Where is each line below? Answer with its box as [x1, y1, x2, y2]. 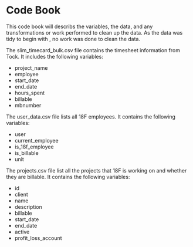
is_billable [14, 149, 39, 156]
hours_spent [14, 89, 45, 96]
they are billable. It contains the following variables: [6, 173, 130, 180]
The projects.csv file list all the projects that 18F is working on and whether [6, 167, 187, 174]
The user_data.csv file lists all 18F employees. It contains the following [6, 113, 176, 120]
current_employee [14, 137, 59, 144]
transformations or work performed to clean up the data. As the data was [6, 29, 183, 36]
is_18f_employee [14, 143, 54, 150]
